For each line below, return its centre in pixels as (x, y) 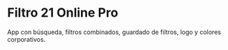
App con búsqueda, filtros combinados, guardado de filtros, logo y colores (114, 32)
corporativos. (26, 39)
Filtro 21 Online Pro (63, 13)
